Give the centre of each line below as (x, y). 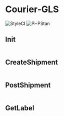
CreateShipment (31, 62)
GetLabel (20, 108)
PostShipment (28, 85)
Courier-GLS (32, 9)
